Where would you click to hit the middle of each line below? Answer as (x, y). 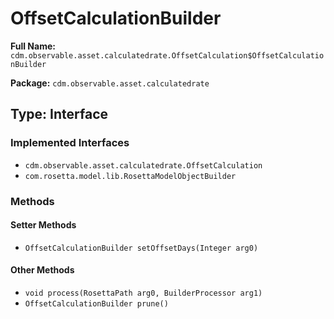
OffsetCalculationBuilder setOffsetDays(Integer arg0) (141, 248)
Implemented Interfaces (70, 143)
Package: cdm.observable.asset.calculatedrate (110, 83)
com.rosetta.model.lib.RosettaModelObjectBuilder (130, 176)
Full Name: (33, 46)
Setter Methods (43, 225)
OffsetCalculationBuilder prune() (96, 303)
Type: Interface (59, 114)
